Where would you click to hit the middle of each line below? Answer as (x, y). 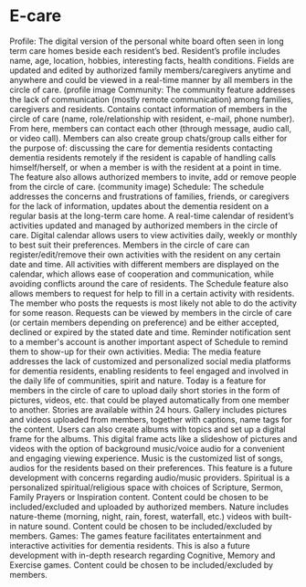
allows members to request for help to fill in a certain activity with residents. (152, 293)
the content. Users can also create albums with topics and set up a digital (148, 429)
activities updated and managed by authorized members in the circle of (144, 225)
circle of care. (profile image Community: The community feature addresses (153, 89)
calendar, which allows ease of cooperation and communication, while (142, 274)
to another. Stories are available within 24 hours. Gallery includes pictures (148, 409)
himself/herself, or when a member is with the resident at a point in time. (146, 167)
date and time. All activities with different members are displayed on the (144, 264)
